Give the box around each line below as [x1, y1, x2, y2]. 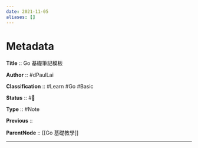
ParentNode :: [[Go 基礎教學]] [6, 129, 79, 136]
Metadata [6, 40, 54, 53]
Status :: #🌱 [6, 94, 35, 101]
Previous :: [6, 117, 33, 124]
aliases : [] [6, 14, 35, 20]
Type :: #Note [6, 106, 40, 113]
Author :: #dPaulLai [6, 71, 54, 78]
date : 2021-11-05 [6, 8, 49, 15]
